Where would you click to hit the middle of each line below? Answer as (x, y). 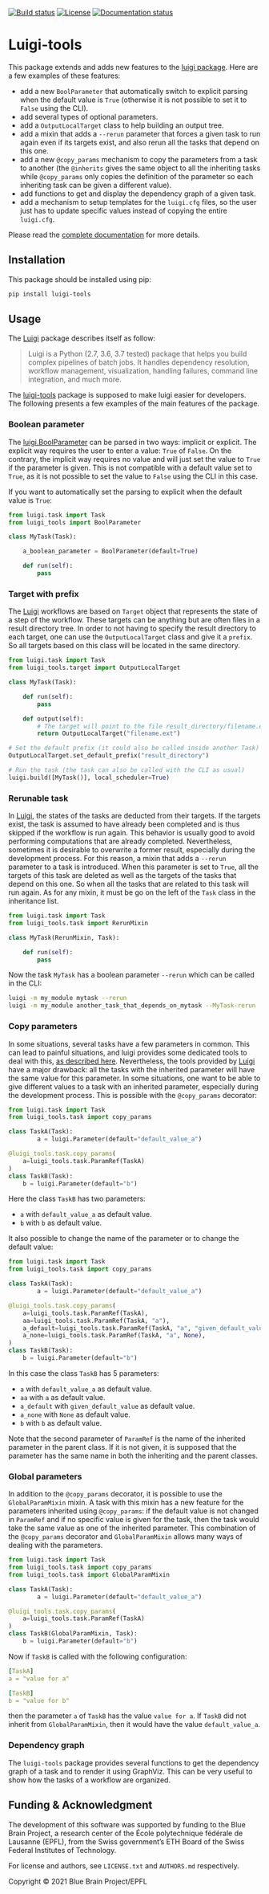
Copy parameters (43, 1027)
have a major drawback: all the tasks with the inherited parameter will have (132, 1069)
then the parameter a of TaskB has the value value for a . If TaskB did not (127, 1716)
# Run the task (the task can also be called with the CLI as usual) (127, 770)
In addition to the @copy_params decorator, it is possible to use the (115, 1494)
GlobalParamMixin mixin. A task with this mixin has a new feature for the (126, 1503)
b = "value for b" (39, 1700)
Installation (37, 260)
